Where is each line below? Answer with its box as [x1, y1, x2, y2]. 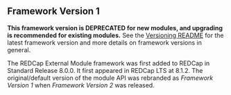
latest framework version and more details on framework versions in [7, 38, 203, 47]
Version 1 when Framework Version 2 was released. [7, 81, 155, 89]
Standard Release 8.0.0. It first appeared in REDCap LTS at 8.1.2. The [7, 66, 203, 74]
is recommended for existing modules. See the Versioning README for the [7, 31, 224, 39]
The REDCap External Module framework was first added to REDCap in [7, 59, 210, 67]
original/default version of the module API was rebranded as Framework [7, 74, 214, 82]
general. [7, 45, 31, 54]
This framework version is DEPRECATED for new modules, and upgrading [7, 23, 223, 32]
